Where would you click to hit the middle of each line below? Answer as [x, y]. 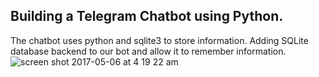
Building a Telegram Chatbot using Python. [147, 16]
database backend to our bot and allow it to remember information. [148, 51]
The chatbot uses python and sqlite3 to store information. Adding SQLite [159, 40]
